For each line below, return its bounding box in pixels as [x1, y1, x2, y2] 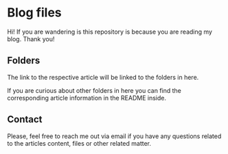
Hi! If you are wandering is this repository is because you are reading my [7, 27, 213, 36]
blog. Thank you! [7, 34, 55, 43]
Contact [7, 113, 43, 125]
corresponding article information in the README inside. [7, 93, 167, 102]
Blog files [7, 5, 62, 21]
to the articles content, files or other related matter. [7, 139, 152, 147]
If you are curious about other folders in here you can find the [7, 86, 182, 94]
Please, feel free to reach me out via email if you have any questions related [7, 132, 222, 140]
